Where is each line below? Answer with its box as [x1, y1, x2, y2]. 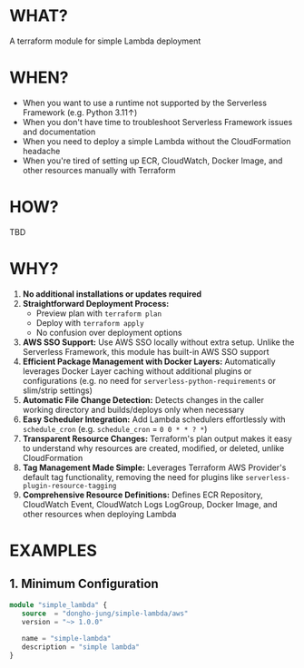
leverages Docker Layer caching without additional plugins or [22, 365, 252, 377]
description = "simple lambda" [21, 643, 141, 652]
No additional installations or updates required [22, 288, 202, 300]
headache [22, 145, 61, 156]
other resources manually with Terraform [22, 164, 176, 175]
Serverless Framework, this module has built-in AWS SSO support [22, 346, 270, 357]
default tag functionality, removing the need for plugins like [22, 471, 244, 482]
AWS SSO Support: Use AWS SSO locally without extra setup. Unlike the [22, 337, 295, 348]
